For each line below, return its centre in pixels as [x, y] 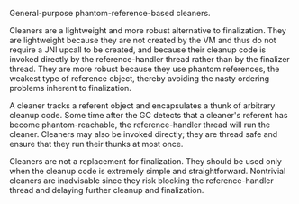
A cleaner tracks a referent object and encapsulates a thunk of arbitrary [142, 106]
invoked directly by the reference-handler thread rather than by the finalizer [149, 59]
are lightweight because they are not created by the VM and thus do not [143, 40]
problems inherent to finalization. [71, 88]
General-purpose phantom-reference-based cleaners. [110, 13]
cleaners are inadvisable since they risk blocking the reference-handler [142, 181]
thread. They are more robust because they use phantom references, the [145, 69]
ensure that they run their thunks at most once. [96, 144]
